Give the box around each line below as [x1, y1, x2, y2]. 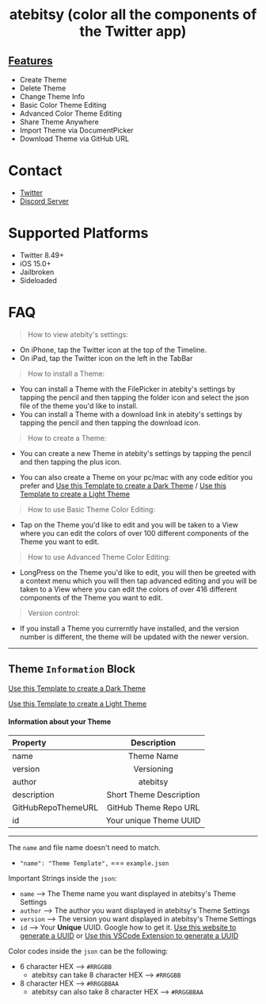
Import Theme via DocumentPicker [19, 125, 134, 135]
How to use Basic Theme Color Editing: [27, 504, 156, 514]
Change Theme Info [19, 92, 85, 101]
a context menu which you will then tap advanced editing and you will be [19, 576, 257, 585]
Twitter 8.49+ [19, 250, 65, 259]
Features [8, 54, 53, 67]
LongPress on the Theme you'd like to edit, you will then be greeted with [19, 567, 256, 577]
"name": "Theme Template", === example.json [19, 858, 169, 868]
